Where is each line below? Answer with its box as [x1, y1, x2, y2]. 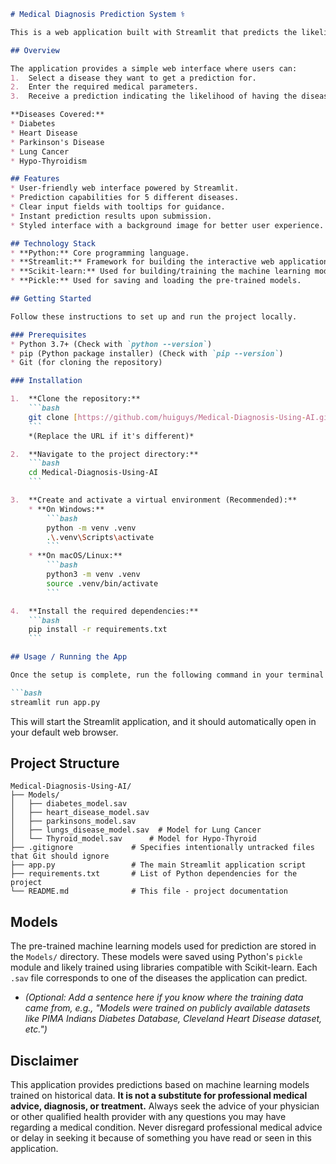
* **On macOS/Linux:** [28, 551, 123, 561]
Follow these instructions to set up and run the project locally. [10, 311, 298, 322]
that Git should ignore [10, 851, 110, 862]
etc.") [24, 1023, 48, 1035]
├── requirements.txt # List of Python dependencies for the [10, 869, 298, 879]
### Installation [10, 376, 83, 386]
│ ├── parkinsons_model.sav [10, 816, 137, 827]
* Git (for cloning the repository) [10, 358, 163, 368]
